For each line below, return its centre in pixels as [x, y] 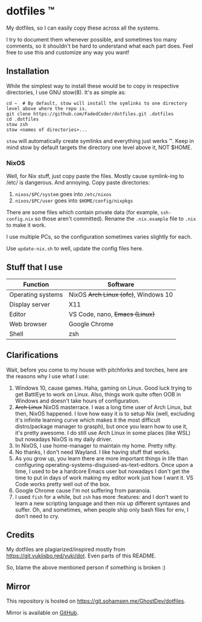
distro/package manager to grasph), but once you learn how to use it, [101, 426]
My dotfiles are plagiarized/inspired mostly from [66, 550]
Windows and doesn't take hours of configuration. [77, 401]
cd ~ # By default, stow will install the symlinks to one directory [97, 103]
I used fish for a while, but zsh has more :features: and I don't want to [102, 497]
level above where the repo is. [47, 109]
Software [121, 284]
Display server [30, 304]
